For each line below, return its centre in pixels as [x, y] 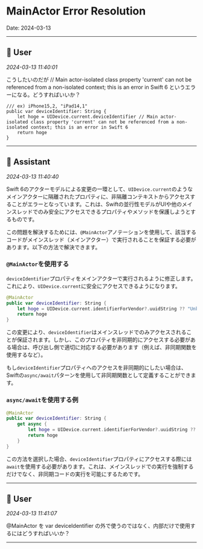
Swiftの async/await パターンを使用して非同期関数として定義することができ [99, 375]
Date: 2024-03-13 [29, 28]
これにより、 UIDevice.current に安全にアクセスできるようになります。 [94, 286]
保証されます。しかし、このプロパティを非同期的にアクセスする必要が [104, 340]
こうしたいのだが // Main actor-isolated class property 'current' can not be [99, 79]
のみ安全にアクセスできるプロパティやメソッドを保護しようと [114, 211]
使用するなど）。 [26, 355]
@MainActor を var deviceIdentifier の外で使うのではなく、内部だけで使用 [98, 526]
